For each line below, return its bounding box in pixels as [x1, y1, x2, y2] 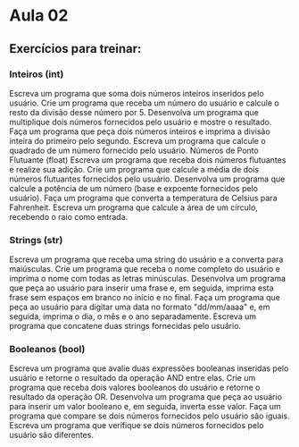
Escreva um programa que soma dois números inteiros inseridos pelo [9, 88, 265, 98]
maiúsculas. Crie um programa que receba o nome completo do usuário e [9, 264, 281, 274]
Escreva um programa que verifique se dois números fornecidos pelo [9, 420, 264, 431]
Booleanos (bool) [9, 343, 86, 356]
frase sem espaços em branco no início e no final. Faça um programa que [9, 292, 281, 303]
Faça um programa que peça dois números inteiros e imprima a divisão [9, 126, 270, 137]
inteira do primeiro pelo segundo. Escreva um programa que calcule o [9, 135, 266, 146]
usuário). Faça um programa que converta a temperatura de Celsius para [9, 192, 278, 203]
